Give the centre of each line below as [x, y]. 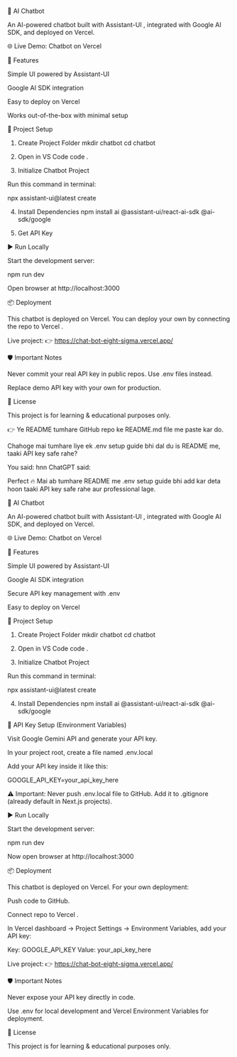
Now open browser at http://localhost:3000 [71, 856]
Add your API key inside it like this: [58, 766]
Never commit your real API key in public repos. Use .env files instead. [110, 374]
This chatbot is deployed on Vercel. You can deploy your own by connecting [119, 319]
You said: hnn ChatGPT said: [49, 467]
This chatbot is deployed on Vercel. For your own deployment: [98, 887]
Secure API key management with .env [64, 593]
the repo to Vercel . [35, 326]
